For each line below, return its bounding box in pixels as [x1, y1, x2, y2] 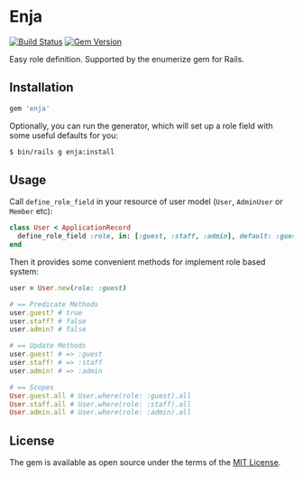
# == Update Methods [9, 341, 87, 351]
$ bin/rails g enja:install [9, 147, 115, 156]
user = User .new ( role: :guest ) [9, 283, 127, 293]
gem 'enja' [9, 104, 50, 113]
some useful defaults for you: [9, 129, 119, 141]
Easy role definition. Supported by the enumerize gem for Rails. [9, 53, 245, 64]
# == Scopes [9, 382, 54, 392]
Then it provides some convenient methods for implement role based [9, 256, 266, 267]
